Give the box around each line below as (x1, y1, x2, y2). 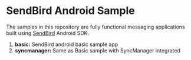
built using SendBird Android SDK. (6, 29, 90, 36)
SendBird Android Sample (6, 4, 136, 17)
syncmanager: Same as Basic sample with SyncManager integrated (14, 47, 181, 54)
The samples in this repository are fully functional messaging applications (6, 23, 185, 30)
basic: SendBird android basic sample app (14, 41, 118, 48)
